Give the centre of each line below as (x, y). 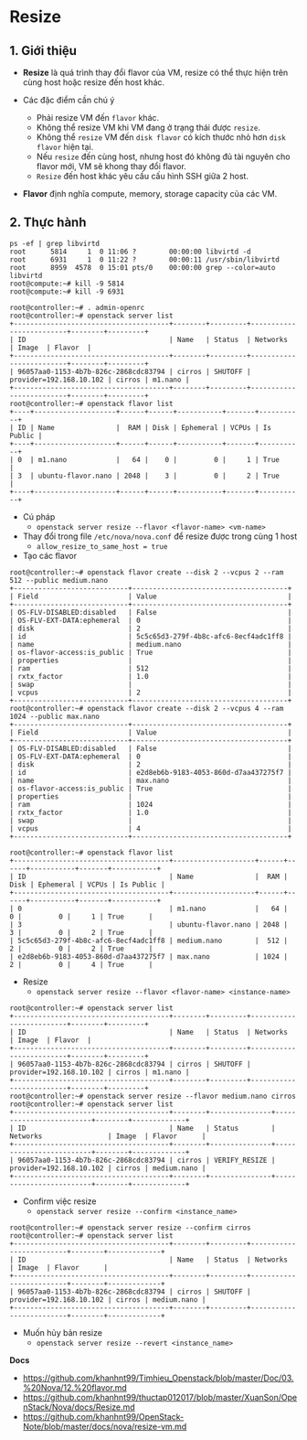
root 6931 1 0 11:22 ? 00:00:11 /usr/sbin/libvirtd (145, 259)
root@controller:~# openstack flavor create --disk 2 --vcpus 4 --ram (147, 708)
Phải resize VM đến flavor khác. (98, 118)
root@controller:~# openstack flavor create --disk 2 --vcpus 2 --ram (147, 572)
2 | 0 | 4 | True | (81, 964)
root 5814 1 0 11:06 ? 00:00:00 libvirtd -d (130, 252)
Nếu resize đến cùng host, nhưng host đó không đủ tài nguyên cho (163, 156)
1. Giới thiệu (43, 51)
